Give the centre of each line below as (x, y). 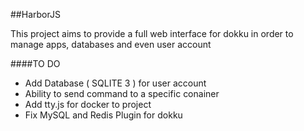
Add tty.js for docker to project (88, 104)
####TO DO (35, 63)
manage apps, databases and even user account (111, 44)
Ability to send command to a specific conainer (122, 93)
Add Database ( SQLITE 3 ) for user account (115, 83)
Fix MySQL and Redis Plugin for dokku (103, 115)
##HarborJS (35, 14)
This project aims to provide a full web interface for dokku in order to (152, 33)
